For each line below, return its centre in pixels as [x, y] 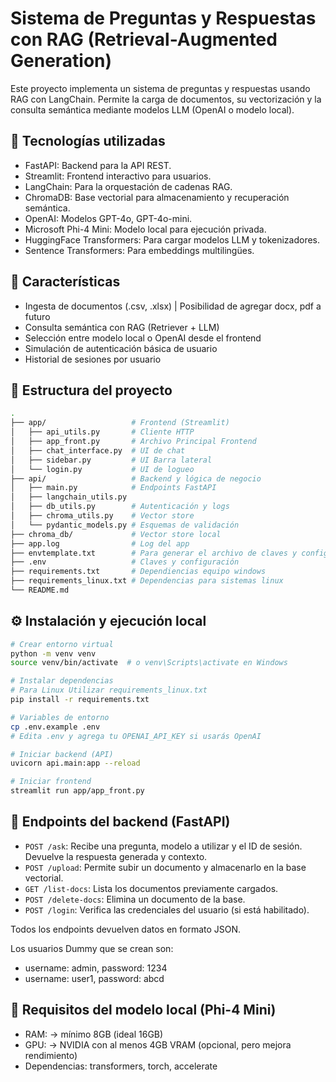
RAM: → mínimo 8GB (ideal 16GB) [94, 1034]
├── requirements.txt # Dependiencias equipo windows [138, 572]
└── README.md [40, 590]
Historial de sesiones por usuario [93, 359]
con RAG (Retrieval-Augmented [144, 39]
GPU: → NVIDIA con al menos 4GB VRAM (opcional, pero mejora [158, 1044]
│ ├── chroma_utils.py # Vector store [102, 516]
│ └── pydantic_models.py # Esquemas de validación [125, 525]
